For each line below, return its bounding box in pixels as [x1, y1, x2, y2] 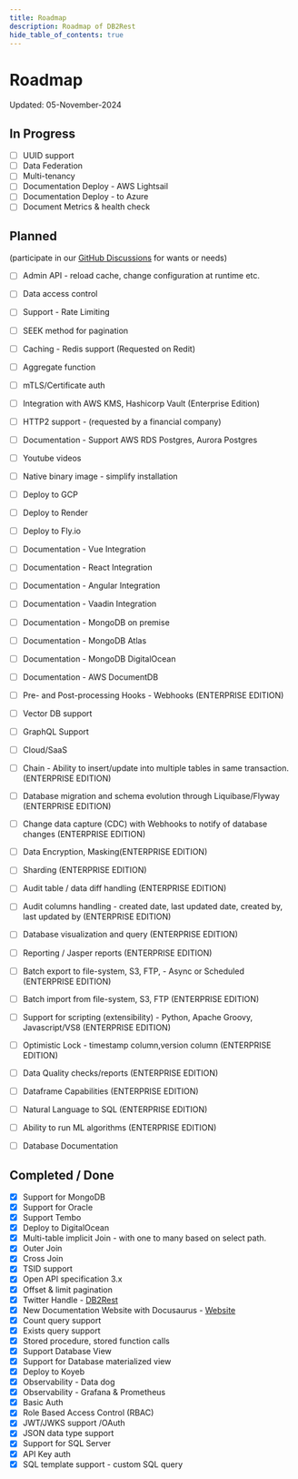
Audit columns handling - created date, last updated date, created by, [22, 901, 283, 912]
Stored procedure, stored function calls [22, 1335, 170, 1346]
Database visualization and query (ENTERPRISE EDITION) [22, 929, 239, 940]
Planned [9, 228, 57, 244]
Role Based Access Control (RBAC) [22, 1407, 154, 1418]
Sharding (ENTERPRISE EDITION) [22, 865, 147, 876]
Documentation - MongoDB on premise [22, 616, 170, 628]
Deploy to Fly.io [22, 525, 82, 537]
